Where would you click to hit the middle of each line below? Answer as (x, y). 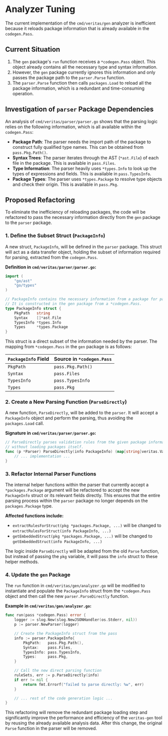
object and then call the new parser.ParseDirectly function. (67, 596)
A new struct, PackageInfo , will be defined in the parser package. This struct (83, 247)
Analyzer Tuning (40, 9)
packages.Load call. (24, 423)
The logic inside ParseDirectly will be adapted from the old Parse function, (82, 551)
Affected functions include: (34, 516)
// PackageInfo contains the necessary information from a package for (81, 299)
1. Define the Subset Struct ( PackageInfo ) (55, 235)
